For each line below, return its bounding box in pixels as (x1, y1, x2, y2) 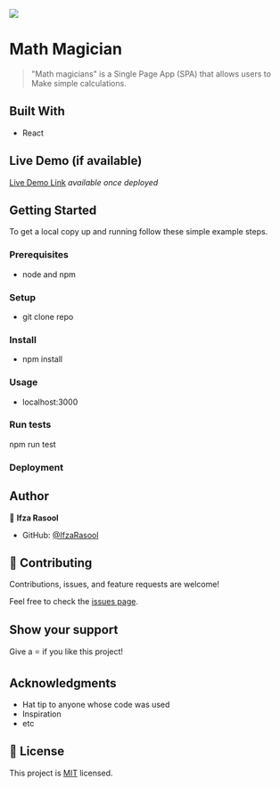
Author (9, 488, 49, 504)
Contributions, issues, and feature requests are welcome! (9, 579, 220, 590)
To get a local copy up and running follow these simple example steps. (9, 226, 268, 237)
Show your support (9, 622, 119, 637)
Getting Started (9, 202, 97, 217)
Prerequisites (9, 249, 69, 261)
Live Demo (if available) (9, 153, 143, 168)
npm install (21, 354, 63, 365)
